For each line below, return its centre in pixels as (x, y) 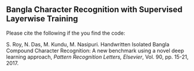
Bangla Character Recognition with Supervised (94, 10)
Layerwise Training (42, 19)
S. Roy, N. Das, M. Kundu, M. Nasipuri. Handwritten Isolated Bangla (88, 44)
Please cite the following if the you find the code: (66, 33)
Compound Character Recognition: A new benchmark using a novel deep (95, 50)
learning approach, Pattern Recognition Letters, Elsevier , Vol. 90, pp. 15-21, (98, 57)
